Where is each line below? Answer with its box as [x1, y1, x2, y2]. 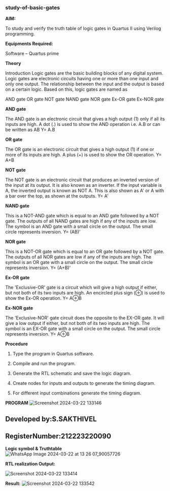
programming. [5, 31, 35, 37]
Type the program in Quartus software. [12, 351, 94, 357]
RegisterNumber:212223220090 [5, 432, 112, 441]
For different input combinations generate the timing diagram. [12, 390, 142, 396]
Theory [5, 60, 21, 67]
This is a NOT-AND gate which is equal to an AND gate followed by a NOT [5, 213, 159, 219]
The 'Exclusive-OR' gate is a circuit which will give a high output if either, [5, 284, 157, 290]
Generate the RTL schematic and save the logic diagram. [12, 370, 132, 377]
